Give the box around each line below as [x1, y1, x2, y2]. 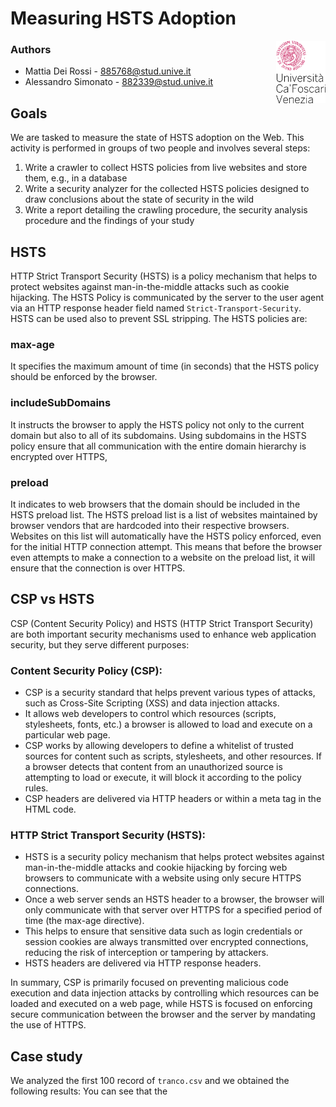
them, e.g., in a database [24, 172, 128, 184]
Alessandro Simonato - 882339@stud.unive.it [24, 76, 214, 88]
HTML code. [24, 803, 77, 816]
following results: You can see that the [10, 1085, 168, 1097]
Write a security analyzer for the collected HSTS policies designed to [24, 183, 310, 195]
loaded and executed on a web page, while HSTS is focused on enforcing [10, 998, 313, 1010]
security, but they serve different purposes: [10, 638, 190, 651]
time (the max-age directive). [24, 915, 145, 927]
